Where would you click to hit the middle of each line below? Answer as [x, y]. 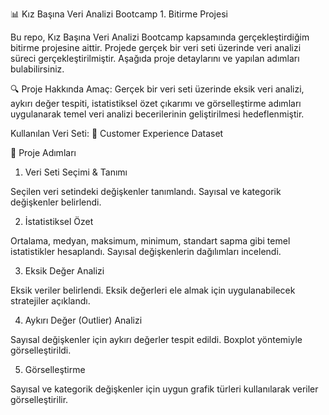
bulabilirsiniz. [37, 69]
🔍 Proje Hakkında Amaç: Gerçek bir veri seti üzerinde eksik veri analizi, [157, 89]
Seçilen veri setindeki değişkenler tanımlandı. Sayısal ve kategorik [146, 191]
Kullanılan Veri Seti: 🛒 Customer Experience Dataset [117, 133]
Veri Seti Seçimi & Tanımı [76, 172]
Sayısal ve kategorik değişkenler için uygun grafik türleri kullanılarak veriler [164, 389]
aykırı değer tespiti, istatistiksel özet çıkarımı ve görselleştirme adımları [156, 103]
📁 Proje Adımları [43, 152]
